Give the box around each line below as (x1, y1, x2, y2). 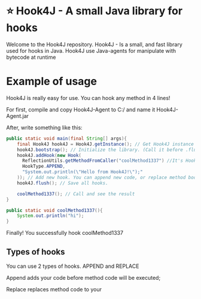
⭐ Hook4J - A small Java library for (6, 4, 183, 18)
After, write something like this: (6, 123, 83, 131)
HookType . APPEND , (22, 164, 66, 170)
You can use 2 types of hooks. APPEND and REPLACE (6, 262, 139, 270)
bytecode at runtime (6, 53, 56, 61)
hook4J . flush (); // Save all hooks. (17, 180, 109, 186)
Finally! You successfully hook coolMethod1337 (6, 229, 124, 237)
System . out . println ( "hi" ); (17, 213, 84, 219)
